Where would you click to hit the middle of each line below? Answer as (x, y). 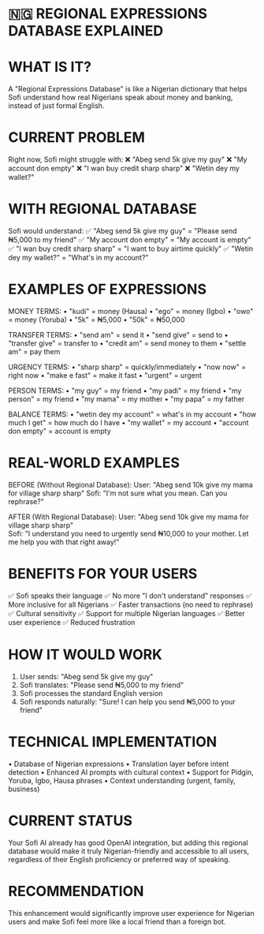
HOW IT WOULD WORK (86, 655)
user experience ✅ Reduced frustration (72, 622)
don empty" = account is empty (60, 431)
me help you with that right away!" (64, 542)
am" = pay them (34, 351)
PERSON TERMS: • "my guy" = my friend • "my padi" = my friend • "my (125, 390)
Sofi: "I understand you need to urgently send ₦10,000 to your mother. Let (128, 533)
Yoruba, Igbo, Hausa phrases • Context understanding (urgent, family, (122, 780)
